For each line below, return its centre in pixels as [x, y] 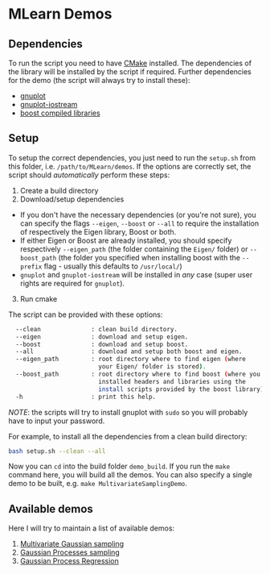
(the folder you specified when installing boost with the [149, 257]
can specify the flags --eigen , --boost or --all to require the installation [139, 223]
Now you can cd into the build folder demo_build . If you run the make [119, 466]
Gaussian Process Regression [69, 561]
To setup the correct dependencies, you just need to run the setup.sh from [132, 157]
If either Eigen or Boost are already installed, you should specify [126, 240]
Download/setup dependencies [72, 199]
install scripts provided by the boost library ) [181, 389]
